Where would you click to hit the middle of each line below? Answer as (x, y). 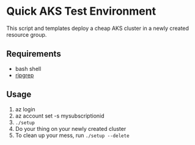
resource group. (27, 34)
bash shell (28, 69)
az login (25, 109)
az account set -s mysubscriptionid (60, 116)
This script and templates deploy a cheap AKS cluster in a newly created (98, 28)
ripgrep (24, 75)
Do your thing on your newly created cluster (71, 128)
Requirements (34, 54)
